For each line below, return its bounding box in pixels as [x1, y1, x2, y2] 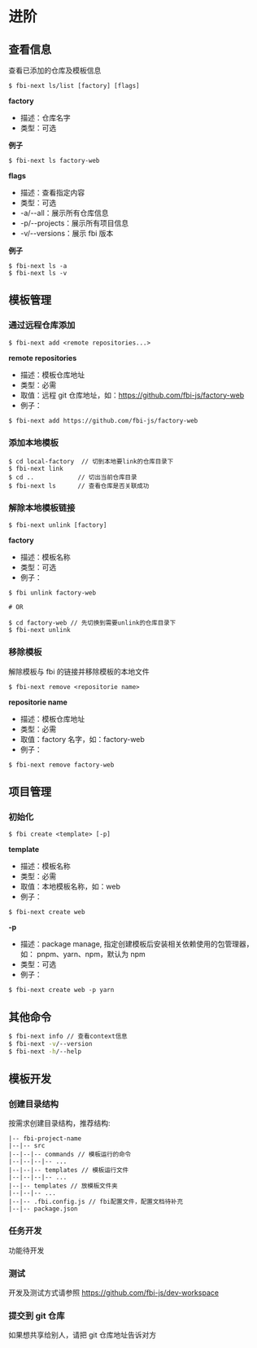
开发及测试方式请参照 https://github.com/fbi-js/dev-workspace [8, 1288, 220, 1298]
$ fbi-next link [8, 464, 63, 472]
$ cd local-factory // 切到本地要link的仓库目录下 [8, 457, 174, 465]
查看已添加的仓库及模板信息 [8, 66, 102, 75]
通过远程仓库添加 [8, 319, 76, 331]
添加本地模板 [8, 437, 59, 448]
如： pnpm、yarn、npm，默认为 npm [20, 950, 146, 959]
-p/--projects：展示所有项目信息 [20, 218, 129, 228]
